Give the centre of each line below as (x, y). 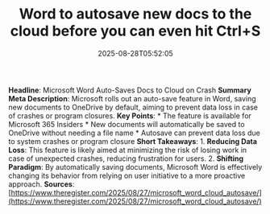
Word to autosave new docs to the (135, 14)
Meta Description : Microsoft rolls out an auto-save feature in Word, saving (132, 98)
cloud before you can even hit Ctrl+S (135, 31)
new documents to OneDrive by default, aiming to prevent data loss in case (133, 107)
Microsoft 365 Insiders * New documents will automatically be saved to (127, 124)
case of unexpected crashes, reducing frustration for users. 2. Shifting (126, 158)
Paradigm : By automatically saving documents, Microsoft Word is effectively (135, 167)
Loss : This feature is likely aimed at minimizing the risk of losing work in (128, 150)
